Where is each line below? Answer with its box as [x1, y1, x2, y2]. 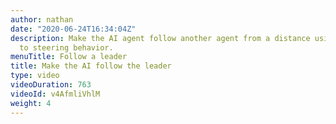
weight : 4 [10, 98, 52, 108]
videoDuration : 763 [10, 80, 92, 90]
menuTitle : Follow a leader [10, 52, 128, 62]
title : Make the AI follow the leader [10, 61, 172, 71]
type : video [10, 71, 60, 81]
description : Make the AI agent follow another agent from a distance [10, 33, 311, 43]
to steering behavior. [19, 42, 114, 53]
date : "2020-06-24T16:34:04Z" [10, 24, 137, 34]
